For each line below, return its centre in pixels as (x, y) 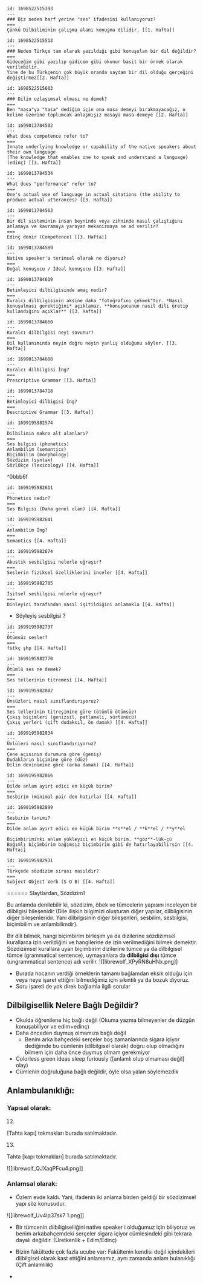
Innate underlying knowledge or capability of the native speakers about (102, 147)
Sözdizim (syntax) (30, 460)
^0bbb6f (18, 477)
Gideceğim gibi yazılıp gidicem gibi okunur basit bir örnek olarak (95, 62)
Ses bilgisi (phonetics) (38, 444)
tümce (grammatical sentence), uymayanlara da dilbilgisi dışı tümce (92, 955)
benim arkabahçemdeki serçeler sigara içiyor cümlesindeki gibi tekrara (104, 1233)
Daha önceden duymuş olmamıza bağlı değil (71, 1033)
